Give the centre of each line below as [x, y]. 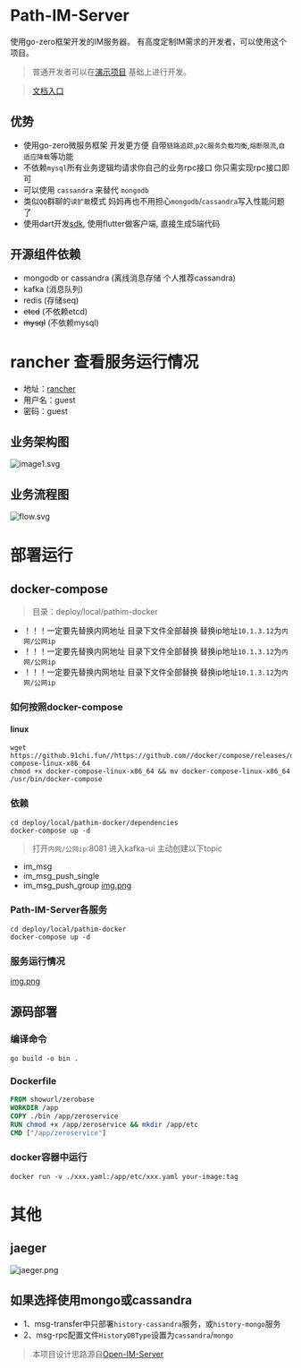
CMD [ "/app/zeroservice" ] [58, 1133]
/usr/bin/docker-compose [56, 779]
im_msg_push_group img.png [77, 885]
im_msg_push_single [61, 875]
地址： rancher [49, 388]
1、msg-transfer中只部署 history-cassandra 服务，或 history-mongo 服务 [152, 1323]
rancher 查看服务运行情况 [105, 361]
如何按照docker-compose [67, 707]
